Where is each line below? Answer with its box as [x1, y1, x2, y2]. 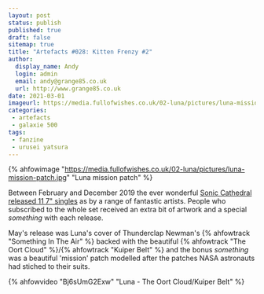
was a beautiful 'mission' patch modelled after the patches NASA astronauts [8, 253, 255, 263]
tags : [8, 128, 26, 136]
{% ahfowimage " [8, 164, 65, 174]
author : [8, 56, 34, 64]
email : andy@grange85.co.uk [15, 77, 108, 85]
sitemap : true [8, 41, 55, 49]
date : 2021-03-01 [8, 92, 65, 100]
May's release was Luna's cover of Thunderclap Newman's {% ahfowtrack [8, 229, 250, 238]
